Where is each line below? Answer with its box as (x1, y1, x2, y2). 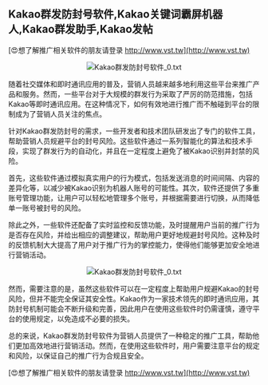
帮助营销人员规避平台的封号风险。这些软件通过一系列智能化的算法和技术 (8, 136, 246, 145)
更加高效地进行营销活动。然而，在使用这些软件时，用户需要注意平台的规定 (14, 340, 260, 350)
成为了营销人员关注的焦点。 (14, 109, 106, 118)
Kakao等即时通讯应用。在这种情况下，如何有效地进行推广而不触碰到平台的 (8, 99, 253, 109)
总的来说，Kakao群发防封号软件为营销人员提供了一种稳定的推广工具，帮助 (8, 331, 253, 340)
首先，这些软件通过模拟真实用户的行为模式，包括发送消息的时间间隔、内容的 (8, 173, 260, 182)
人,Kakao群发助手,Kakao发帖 (8, 22, 154, 36)
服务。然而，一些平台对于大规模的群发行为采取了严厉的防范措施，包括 (22, 89, 253, 98)
